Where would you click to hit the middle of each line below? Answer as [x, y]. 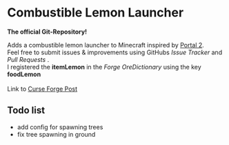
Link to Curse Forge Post [42, 89]
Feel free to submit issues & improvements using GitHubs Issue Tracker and [115, 52]
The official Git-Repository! [47, 32]
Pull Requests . [28, 59]
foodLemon [24, 74]
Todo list [26, 110]
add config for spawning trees [60, 127]
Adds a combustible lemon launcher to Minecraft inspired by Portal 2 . [106, 45]
